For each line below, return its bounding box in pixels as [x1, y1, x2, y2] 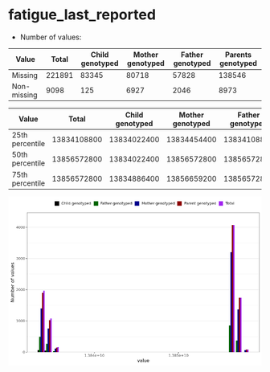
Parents [224, 50, 252, 59]
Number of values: [19, 32, 82, 42]
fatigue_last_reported [8, 6, 157, 24]
